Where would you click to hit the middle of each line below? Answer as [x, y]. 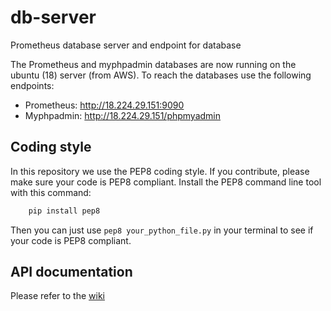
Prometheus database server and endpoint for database [126, 45]
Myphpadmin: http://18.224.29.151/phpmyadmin [123, 115]
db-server [53, 17]
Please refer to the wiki [57, 296]
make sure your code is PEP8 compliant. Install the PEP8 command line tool [166, 182]
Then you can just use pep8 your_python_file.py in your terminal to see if [162, 230]
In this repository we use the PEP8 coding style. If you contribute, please [160, 171]
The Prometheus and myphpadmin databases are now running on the [153, 64]
